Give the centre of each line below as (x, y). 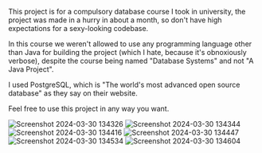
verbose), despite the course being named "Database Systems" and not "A (131, 61)
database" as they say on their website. (73, 93)
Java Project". (31, 69)
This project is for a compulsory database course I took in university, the (127, 12)
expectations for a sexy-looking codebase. (78, 28)
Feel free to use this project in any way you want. (89, 108)
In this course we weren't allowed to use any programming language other (130, 44)
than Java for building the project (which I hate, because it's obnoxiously (127, 52)
